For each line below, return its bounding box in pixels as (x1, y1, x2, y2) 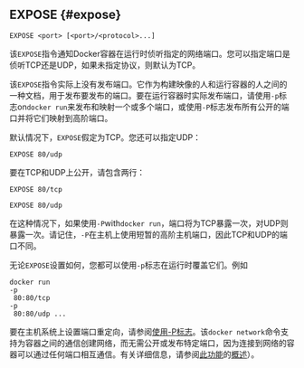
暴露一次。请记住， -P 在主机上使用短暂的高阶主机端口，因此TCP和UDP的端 (9, 229, 288, 240)
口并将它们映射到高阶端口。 (9, 112, 113, 123)
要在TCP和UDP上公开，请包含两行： (9, 166, 146, 177)
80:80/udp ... (13, 309, 67, 318)
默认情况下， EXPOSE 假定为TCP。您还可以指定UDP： (9, 131, 202, 143)
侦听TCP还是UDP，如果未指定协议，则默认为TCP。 (9, 59, 201, 71)
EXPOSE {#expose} (9, 7, 122, 23)
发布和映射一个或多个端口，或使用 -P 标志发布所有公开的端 (75, 101, 290, 112)
